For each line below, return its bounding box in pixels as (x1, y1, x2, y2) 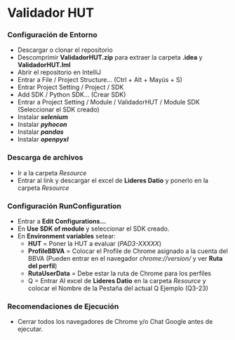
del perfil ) (27, 261, 58, 271)
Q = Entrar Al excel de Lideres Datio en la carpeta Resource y (27, 277, 206, 285)
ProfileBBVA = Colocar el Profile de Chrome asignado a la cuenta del (27, 247, 228, 255)
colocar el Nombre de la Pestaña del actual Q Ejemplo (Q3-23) (27, 284, 209, 292)
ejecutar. (17, 325, 43, 334)
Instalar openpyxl (17, 135, 69, 144)
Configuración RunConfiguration (7, 201, 121, 211)
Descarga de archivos (7, 153, 83, 163)
